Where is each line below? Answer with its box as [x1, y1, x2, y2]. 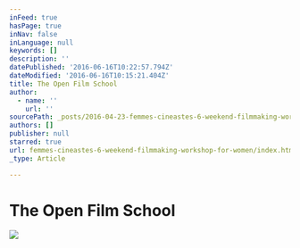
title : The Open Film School [9, 79, 118, 88]
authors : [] [9, 121, 54, 130]
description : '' [9, 54, 70, 63]
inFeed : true [9, 12, 58, 22]
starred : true [9, 137, 62, 146]
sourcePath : [9, 112, 54, 121]
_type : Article [9, 153, 66, 163]
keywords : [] [9, 46, 58, 55]
